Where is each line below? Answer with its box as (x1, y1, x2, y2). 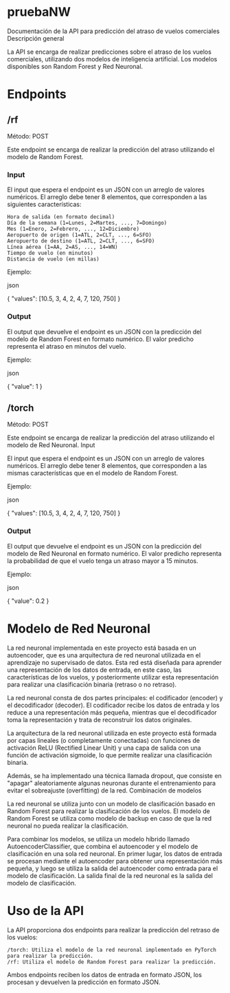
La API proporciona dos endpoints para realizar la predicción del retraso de (7, 925, 220, 934)
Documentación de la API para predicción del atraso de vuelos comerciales (7, 27, 220, 35)
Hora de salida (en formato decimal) (7, 214, 115, 221)
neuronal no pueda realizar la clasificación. (7, 821, 129, 830)
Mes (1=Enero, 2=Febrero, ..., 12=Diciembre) (7, 225, 139, 233)
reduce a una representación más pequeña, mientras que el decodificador (7, 708, 218, 717)
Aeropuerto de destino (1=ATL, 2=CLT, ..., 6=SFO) (7, 238, 155, 245)
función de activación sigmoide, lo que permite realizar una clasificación (7, 750, 212, 759)
